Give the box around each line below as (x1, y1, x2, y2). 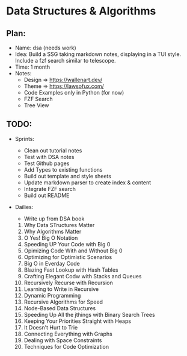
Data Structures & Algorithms (6, 4, 156, 18)
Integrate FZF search (23, 185, 76, 192)
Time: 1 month (14, 63, 51, 70)
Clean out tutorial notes (23, 146, 82, 154)
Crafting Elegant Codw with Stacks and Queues (23, 272, 142, 279)
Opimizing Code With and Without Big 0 (23, 247, 123, 254)
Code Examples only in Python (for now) (23, 89, 124, 96)
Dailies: (14, 203, 34, 210)
